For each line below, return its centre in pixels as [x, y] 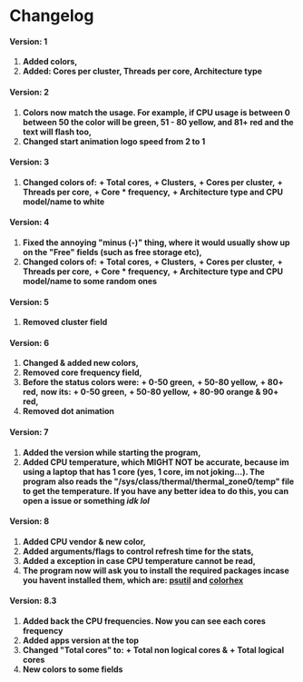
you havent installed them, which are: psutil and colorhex [133, 580]
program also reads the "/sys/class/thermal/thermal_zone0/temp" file [158, 481]
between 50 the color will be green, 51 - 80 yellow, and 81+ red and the [158, 122]
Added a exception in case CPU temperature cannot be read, [139, 560]
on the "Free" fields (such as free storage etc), [112, 252]
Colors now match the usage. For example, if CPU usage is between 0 [156, 112]
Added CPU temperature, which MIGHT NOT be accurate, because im [156, 462]
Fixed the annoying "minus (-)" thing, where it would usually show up [156, 242]
